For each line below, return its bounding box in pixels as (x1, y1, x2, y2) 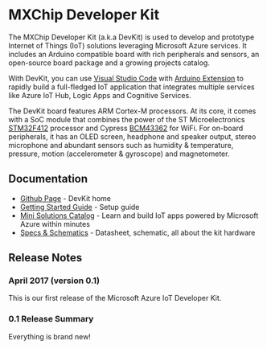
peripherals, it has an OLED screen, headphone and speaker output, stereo (8, 131, 257, 142)
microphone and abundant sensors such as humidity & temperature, (8, 140, 234, 150)
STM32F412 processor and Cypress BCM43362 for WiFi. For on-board (8, 123, 244, 133)
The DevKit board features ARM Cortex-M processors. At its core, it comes (8, 106, 257, 116)
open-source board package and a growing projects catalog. (8, 58, 211, 68)
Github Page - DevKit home (19, 193, 111, 203)
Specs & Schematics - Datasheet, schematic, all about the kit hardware (19, 228, 256, 237)
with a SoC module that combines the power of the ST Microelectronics (8, 114, 245, 124)
